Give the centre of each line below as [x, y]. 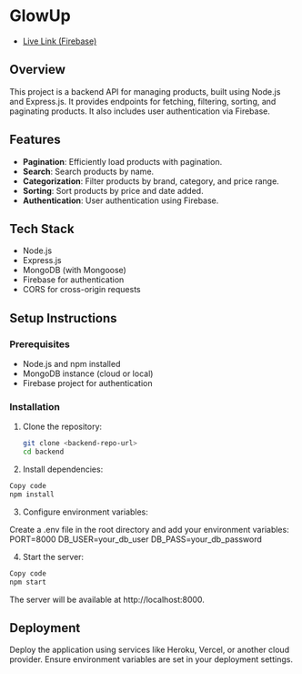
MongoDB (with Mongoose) [75, 271]
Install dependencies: [63, 469]
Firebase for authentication [73, 280]
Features [35, 140]
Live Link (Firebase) [60, 41]
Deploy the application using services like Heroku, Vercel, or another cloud [149, 650]
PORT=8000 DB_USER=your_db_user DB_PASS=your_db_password [136, 539]
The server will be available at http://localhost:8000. [107, 599]
